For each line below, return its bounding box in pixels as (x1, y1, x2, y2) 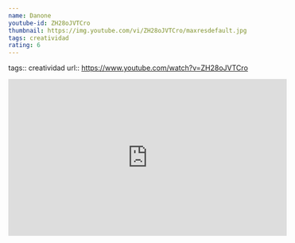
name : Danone (8, 11, 52, 20)
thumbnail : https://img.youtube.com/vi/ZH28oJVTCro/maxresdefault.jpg (8, 26, 247, 34)
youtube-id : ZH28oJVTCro (8, 19, 91, 27)
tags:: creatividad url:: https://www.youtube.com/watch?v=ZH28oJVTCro (8, 63, 249, 73)
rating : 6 (8, 41, 41, 49)
